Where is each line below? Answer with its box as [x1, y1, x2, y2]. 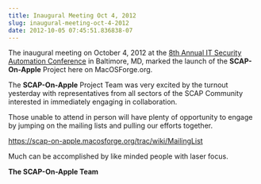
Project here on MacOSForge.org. [42, 65, 153, 75]
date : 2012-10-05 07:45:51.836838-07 [8, 26, 133, 34]
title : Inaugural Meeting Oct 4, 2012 [8, 11, 136, 20]
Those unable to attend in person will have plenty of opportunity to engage [8, 113, 253, 122]
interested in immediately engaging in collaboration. [8, 97, 178, 107]
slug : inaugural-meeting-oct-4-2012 [8, 19, 129, 27]
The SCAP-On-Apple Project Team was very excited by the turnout [8, 80, 228, 90]
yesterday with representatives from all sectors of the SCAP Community [8, 89, 244, 98]
